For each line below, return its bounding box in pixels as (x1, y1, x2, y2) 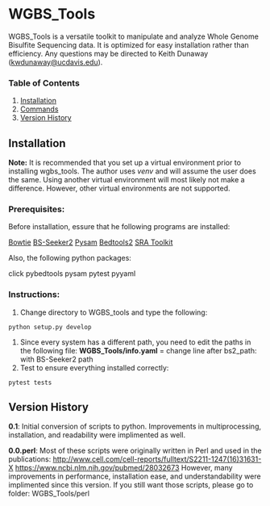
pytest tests (8, 378, 52, 387)
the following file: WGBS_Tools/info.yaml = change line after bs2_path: (19, 345, 257, 355)
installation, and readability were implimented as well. (8, 430, 186, 440)
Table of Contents (8, 77, 81, 89)
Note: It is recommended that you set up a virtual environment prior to (8, 158, 242, 168)
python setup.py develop (8, 323, 92, 331)
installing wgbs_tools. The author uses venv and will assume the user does (8, 166, 256, 176)
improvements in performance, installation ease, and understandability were (8, 471, 261, 481)
